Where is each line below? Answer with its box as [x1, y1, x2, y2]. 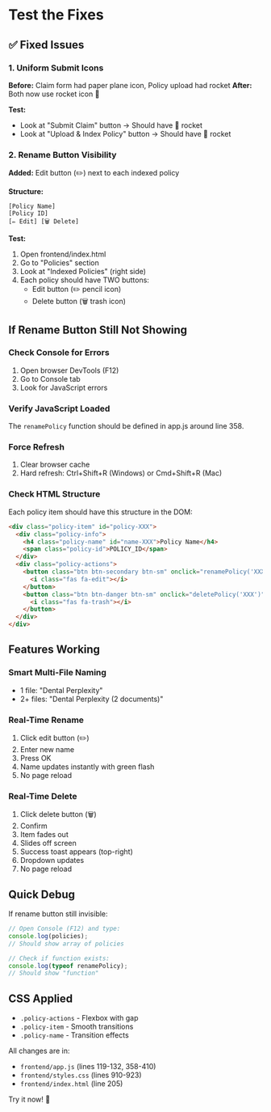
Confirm [19, 821, 48, 831]
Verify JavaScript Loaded [8, 403, 110, 414]
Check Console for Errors [8, 347, 110, 358]
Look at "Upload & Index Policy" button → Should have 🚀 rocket [19, 129, 231, 138]
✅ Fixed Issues [8, 38, 85, 52]
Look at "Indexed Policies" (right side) [19, 267, 147, 277]
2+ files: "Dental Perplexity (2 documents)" [19, 694, 164, 704]
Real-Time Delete [8, 790, 77, 801]
